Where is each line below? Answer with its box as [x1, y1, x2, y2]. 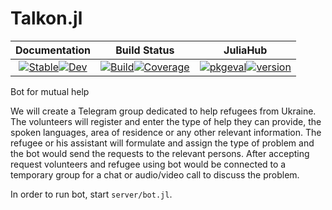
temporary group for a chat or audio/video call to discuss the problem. [10, 168, 300, 181]
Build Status [115, 43, 175, 57]
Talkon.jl [10, 7, 83, 30]
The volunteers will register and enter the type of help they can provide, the [10, 115, 322, 127]
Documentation [15, 43, 92, 57]
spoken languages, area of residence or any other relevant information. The [10, 126, 322, 138]
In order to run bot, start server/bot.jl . [10, 188, 173, 200]
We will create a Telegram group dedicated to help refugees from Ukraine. [10, 105, 317, 117]
